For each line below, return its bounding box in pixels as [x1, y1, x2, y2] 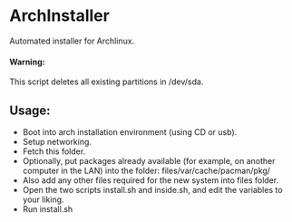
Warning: [9, 56, 45, 67]
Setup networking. [22, 136, 92, 147]
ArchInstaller [9, 5, 111, 26]
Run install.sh [22, 203, 73, 214]
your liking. [22, 194, 65, 205]
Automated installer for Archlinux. [9, 35, 135, 46]
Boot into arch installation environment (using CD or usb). [22, 126, 238, 137]
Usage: [9, 102, 52, 118]
